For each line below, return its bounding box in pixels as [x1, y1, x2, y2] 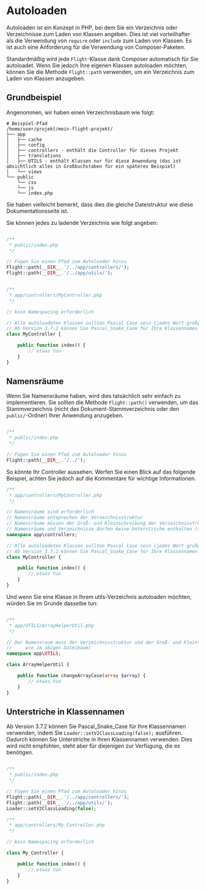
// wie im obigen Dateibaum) [6, 645, 92, 651]
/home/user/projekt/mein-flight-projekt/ [6, 126, 113, 132]
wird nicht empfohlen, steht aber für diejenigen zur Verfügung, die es [6, 742, 181, 749]
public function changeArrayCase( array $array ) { [17, 673, 146, 679]
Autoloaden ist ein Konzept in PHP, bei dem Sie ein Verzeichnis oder [6, 24, 178, 31]
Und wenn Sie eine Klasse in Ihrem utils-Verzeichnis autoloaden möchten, [6, 593, 192, 600]
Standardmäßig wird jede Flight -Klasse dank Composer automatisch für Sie [6, 55, 198, 62]
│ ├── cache [6, 136, 43, 142]
